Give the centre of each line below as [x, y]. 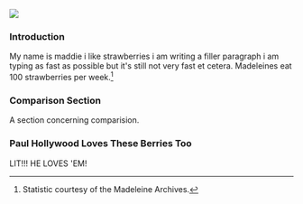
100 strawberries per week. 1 [62, 76]
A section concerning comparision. [74, 120]
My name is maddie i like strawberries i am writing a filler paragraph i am [144, 56]
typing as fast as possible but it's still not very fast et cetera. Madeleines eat [151, 66]
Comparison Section [55, 100]
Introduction [37, 36]
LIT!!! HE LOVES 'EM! [48, 163]
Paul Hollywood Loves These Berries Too [101, 144]
